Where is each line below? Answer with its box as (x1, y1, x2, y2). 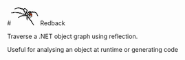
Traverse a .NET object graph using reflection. (7, 32, 138, 40)
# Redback (7, 19, 65, 27)
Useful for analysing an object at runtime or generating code (7, 46, 179, 53)
